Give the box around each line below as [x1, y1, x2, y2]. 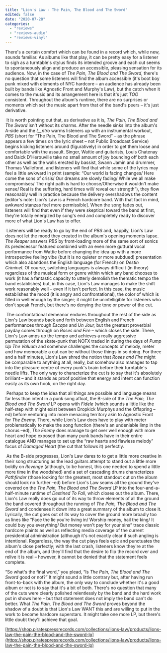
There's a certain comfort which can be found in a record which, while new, [5, 48, 160, 55]
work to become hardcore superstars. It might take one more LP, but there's [5, 611, 161, 617]
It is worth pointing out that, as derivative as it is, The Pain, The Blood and [6, 117, 158, 123]
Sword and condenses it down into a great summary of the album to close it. [5, 506, 162, 512]
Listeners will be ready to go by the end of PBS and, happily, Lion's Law [6, 227, 153, 233]
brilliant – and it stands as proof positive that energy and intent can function [5, 375, 160, 381]
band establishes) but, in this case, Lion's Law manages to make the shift [5, 280, 155, 286]
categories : [5, 21, 30, 26]
